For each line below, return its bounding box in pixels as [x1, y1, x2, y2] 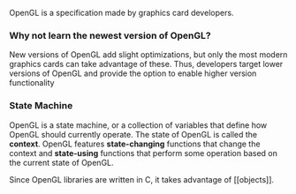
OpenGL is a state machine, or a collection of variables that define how [9, 119, 268, 131]
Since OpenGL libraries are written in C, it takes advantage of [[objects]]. [9, 174, 275, 184]
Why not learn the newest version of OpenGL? [9, 29, 211, 41]
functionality [9, 78, 55, 88]
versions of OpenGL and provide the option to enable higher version [9, 68, 257, 78]
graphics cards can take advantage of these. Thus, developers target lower [9, 59, 284, 70]
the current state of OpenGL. [9, 157, 114, 168]
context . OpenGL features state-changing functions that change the [9, 138, 261, 149]
